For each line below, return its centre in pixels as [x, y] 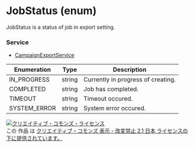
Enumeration [33, 70]
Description [130, 70]
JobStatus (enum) [51, 11]
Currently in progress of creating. [130, 79]
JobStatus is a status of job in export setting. [61, 27]
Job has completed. [111, 89]
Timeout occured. [108, 99]
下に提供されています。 [35, 138]
